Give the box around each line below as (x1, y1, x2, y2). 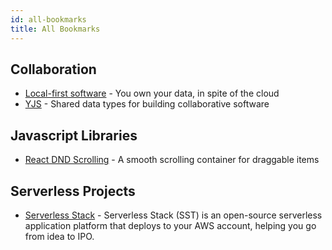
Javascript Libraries (10, 127, 138, 144)
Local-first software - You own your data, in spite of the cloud (24, 87, 280, 100)
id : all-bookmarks (10, 14, 87, 25)
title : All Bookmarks (10, 24, 101, 34)
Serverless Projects (10, 182, 136, 200)
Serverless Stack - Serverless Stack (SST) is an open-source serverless (24, 209, 323, 221)
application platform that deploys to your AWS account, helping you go (24, 219, 317, 231)
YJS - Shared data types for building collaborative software (24, 98, 270, 110)
